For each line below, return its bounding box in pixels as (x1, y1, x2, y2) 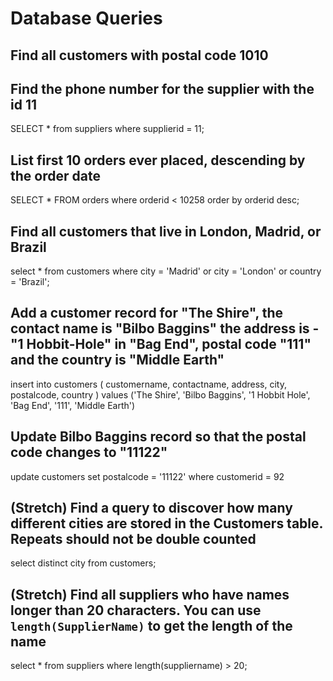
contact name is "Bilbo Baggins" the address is (10, 320, 310, 337)
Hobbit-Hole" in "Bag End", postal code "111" (26, 336, 312, 353)
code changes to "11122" (10, 444, 168, 461)
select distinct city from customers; (10, 557, 157, 569)
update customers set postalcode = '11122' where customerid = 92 (10, 470, 285, 482)
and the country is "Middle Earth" (10, 352, 225, 369)
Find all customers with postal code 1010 (10, 47, 269, 64)
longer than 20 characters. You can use (10, 602, 262, 619)
